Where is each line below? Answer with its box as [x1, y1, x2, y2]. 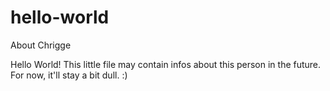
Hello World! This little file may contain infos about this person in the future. [10, 58, 322, 70]
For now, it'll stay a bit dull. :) [10, 69, 128, 81]
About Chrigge [10, 39, 72, 51]
